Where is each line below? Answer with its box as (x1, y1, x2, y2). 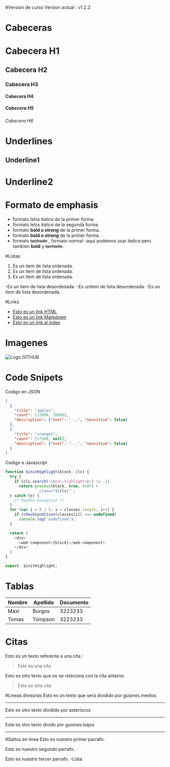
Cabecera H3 (5, 81, 38, 88)
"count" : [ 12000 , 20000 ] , (14, 413, 69, 418)
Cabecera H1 (5, 45, 60, 57)
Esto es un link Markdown (12, 314, 67, 320)
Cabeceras (5, 22, 52, 34)
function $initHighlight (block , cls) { (5, 470, 90, 475)
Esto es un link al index (12, 319, 61, 325)
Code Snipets (5, 372, 63, 383)
